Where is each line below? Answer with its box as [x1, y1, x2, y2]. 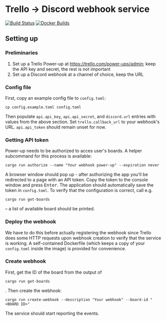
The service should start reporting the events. [5, 310, 100, 316]
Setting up [5, 34, 38, 43]
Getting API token [5, 136, 49, 143]
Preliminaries [5, 49, 38, 56]
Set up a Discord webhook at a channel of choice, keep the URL [12, 71, 144, 77]
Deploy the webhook [5, 218, 56, 225]
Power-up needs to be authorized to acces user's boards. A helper [5, 148, 142, 154]
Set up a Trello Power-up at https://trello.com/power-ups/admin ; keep [12, 61, 156, 67]
